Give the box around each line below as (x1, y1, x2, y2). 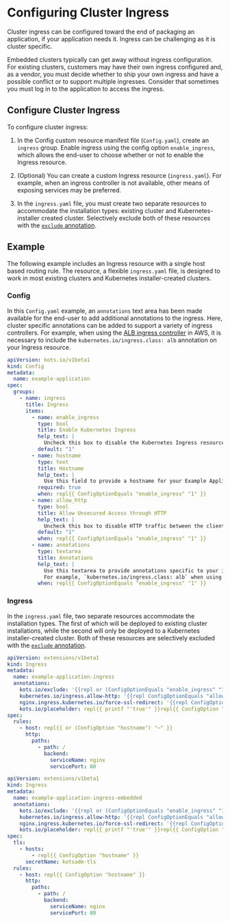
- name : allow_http (31, 497, 88, 504)
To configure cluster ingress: (7, 122, 88, 131)
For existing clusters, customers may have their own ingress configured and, (7, 63, 223, 71)
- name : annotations (31, 541, 90, 549)
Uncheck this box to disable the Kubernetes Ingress (43, 440, 197, 447)
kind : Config (7, 363, 44, 370)
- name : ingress (19, 395, 66, 402)
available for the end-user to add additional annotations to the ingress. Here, (7, 314, 222, 322)
